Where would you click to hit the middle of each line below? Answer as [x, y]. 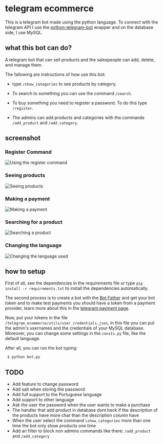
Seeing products [25, 175]
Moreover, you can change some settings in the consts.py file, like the [75, 333]
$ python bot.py [24, 357]
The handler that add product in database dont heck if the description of [85, 410]
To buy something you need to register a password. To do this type [80, 103]
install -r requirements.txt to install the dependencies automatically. [77, 288]
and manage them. [24, 65]
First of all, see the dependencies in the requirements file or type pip [74, 283]
